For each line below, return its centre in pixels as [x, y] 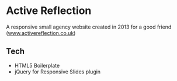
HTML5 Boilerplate [37, 65]
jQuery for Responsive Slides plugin [58, 72]
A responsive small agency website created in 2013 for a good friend [89, 27]
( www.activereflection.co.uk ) [41, 33]
